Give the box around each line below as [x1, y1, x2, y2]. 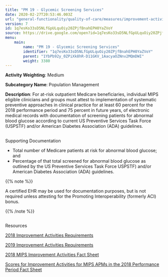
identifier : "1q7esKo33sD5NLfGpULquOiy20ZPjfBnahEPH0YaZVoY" [23, 49, 153, 54]
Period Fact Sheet [5, 267, 42, 273]
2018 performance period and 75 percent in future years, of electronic [5, 107, 150, 113]
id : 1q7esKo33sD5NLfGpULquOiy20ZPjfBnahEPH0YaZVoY [5, 26, 113, 31]
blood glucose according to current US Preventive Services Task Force [5, 118, 151, 124]
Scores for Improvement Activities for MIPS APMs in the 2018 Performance [5, 262, 159, 268]
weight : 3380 [23, 58, 50, 63]
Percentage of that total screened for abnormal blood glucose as [12, 158, 146, 164]
